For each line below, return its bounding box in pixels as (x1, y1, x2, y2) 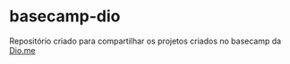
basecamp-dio (9, 6, 121, 27)
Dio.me (9, 44, 36, 55)
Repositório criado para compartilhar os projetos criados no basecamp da (9, 36, 282, 46)
